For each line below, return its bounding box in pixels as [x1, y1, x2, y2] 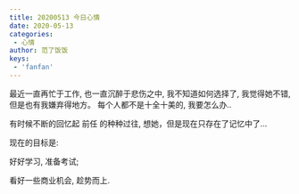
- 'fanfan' [12, 63, 54, 72]
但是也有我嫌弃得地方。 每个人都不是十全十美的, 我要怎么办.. [9, 99, 232, 109]
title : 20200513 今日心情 [9, 12, 101, 22]
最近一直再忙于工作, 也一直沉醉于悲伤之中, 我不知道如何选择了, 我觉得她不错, [9, 88, 291, 99]
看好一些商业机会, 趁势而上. [9, 174, 111, 185]
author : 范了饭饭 [9, 46, 69, 55]
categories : [9, 29, 54, 38]
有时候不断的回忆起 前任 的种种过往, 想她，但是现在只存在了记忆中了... [9, 117, 268, 129]
